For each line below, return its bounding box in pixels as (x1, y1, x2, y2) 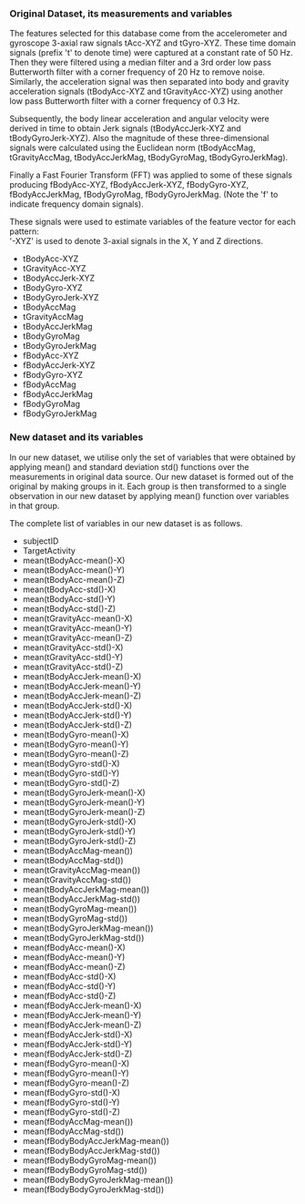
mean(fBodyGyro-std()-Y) (22, 1097, 120, 1107)
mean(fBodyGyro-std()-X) (22, 1087, 121, 1097)
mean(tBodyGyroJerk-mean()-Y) (22, 796, 146, 808)
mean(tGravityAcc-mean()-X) (22, 613, 134, 624)
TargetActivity (22, 545, 76, 556)
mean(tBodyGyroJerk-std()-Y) (22, 825, 137, 836)
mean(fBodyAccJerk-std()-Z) (22, 1048, 133, 1059)
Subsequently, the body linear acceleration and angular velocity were (9, 113, 270, 125)
